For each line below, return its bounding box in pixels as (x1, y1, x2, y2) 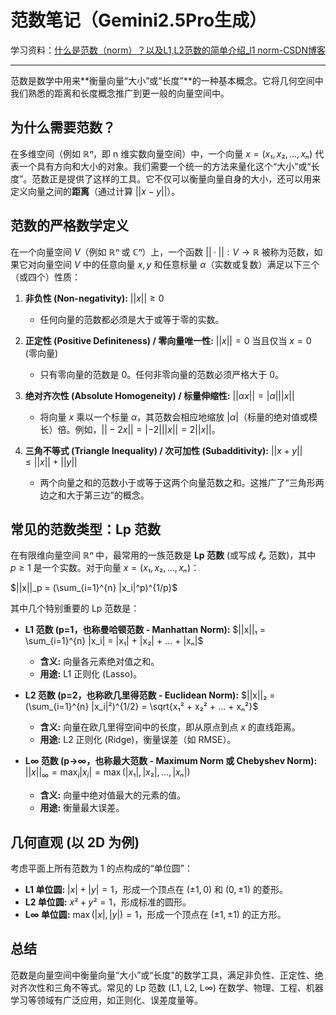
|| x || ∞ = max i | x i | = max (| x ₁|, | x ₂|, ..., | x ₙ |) (24, 766, 191, 781)
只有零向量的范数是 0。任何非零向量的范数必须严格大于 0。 (39, 368, 285, 380)
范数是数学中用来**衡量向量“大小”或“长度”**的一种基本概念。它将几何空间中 (10, 74, 324, 86)
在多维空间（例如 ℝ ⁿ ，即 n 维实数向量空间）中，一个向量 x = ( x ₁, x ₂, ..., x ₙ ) (10, 147, 313, 160)
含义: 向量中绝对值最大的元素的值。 (39, 789, 187, 801)
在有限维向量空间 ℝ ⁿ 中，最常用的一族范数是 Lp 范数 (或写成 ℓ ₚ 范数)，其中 (10, 549, 317, 561)
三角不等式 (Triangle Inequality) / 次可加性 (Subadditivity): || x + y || (24, 444, 303, 456)
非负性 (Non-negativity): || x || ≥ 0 (24, 292, 165, 304)
